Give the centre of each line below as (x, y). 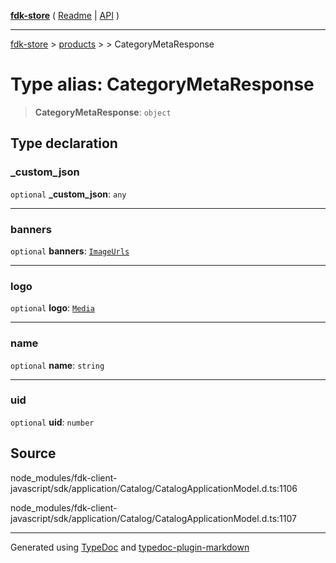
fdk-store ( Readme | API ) (65, 15)
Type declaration (64, 143)
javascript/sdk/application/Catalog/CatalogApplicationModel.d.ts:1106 (154, 488)
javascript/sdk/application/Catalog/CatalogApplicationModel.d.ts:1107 (153, 518)
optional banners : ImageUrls (70, 251)
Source (33, 453)
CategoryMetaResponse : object (103, 112)
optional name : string (57, 365)
